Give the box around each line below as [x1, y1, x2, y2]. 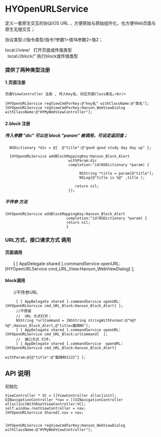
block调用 [5, 277, 25, 284]
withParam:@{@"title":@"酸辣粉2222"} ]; [5, 355, 86, 360]
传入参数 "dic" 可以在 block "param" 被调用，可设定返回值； [5, 133, 128, 139]
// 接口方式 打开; [16, 337, 51, 342]
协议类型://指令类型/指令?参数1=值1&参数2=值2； [5, 37, 103, 42]
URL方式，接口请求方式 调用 [5, 236, 71, 243]
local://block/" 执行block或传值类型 [7, 53, 78, 59]
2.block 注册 [5, 121, 31, 126]
